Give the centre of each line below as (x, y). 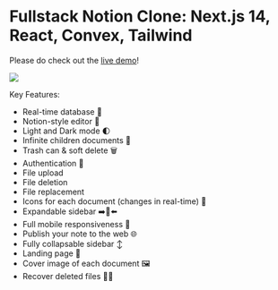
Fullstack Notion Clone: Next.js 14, (140, 17)
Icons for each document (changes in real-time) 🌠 (114, 201)
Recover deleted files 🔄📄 (68, 276)
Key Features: (35, 94)
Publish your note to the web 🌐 (79, 234)
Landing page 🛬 (52, 253)
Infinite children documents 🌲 (77, 140)
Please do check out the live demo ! (74, 60)
